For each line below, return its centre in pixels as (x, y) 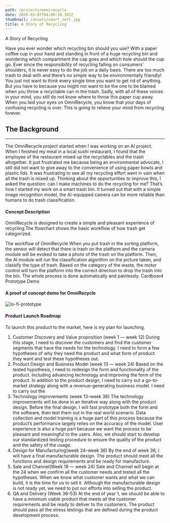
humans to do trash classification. (40, 200)
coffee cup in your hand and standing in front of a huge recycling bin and (81, 54)
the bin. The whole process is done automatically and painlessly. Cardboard (84, 276)
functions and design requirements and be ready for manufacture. (81, 461)
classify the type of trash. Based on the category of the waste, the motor (81, 265)
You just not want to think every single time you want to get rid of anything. (83, 81)
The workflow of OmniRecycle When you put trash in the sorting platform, (82, 244)
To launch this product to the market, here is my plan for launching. (75, 327)
